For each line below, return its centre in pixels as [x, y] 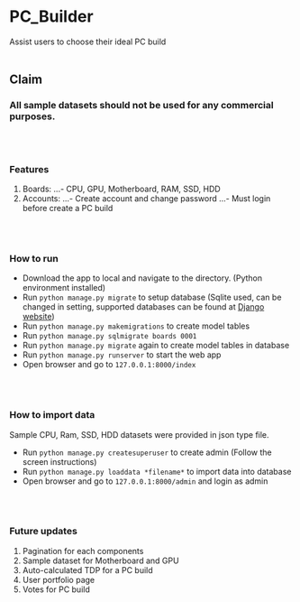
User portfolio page [59, 579]
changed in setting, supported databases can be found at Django [143, 307]
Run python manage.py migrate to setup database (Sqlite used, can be [152, 297]
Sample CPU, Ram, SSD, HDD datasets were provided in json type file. [139, 434]
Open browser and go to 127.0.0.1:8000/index [109, 365]
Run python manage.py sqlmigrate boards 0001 [109, 336]
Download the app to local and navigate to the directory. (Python [142, 278]
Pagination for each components [83, 551]
